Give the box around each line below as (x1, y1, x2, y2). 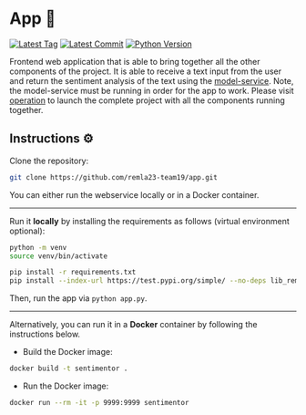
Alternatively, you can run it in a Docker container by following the (9, 319, 258, 330)
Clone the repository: (9, 155, 89, 166)
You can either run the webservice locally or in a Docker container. (9, 189, 260, 200)
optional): (9, 225, 46, 236)
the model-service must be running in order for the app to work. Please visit (9, 85, 294, 96)
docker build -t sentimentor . (9, 364, 128, 373)
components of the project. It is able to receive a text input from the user (9, 66, 282, 77)
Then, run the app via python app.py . (9, 293, 148, 304)
